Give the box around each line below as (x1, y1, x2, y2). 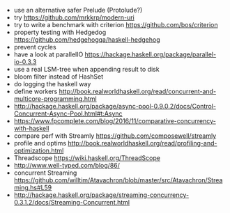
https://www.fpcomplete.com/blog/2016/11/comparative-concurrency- (13, 117, 216, 125)
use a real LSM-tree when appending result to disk (13, 65, 160, 73)
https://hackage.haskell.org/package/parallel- (84, 50, 217, 58)
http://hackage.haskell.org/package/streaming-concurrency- (13, 191, 190, 199)
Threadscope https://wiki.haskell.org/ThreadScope (13, 154, 160, 162)
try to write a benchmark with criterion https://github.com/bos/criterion (13, 21, 218, 29)
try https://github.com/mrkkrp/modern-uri (13, 13, 135, 22)
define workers (13, 87, 58, 95)
